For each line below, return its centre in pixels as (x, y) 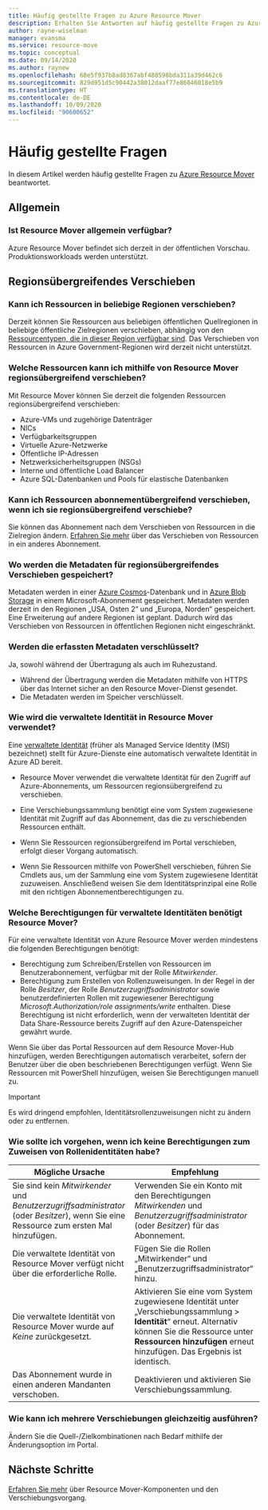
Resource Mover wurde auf (63, 1327)
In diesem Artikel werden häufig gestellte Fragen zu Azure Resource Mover (132, 174)
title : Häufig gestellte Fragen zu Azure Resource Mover (105, 16)
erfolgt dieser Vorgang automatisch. (79, 851)
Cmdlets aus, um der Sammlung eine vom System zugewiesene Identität (139, 875)
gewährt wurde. (46, 1032)
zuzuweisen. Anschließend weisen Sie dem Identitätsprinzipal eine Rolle (138, 883)
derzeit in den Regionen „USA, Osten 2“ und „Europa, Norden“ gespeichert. (132, 609)
